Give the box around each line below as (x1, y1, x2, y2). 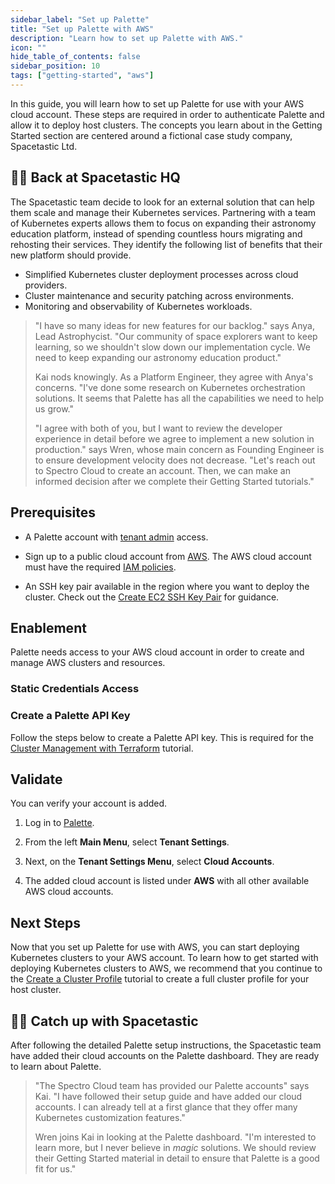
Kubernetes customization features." (34, 1111, 186, 1123)
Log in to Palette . (24, 817, 95, 829)
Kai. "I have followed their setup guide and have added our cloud (34, 1090, 303, 1102)
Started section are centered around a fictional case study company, (10, 129, 293, 141)
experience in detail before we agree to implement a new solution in (34, 432, 315, 445)
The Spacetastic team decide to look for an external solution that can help (10, 196, 315, 208)
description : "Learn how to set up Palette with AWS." (10, 33, 244, 43)
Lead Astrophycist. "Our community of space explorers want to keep (34, 330, 318, 342)
